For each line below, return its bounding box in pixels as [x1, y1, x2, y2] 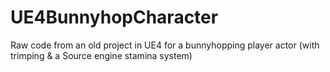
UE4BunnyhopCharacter [10, 6, 219, 29]
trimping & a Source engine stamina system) [10, 49, 193, 61]
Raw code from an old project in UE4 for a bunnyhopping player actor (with [10, 39, 320, 51]
